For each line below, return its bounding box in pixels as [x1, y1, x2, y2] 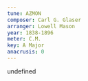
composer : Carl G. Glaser [7, 16, 81, 23]
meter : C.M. [7, 36, 41, 43]
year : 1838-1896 [7, 29, 54, 36]
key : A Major [7, 42, 45, 49]
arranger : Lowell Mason [7, 23, 76, 30]
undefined [7, 67, 36, 76]
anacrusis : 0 [7, 49, 45, 56]
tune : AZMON [7, 10, 41, 17]
